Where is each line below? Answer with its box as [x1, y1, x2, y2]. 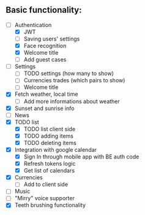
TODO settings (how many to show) [23, 70, 114, 77]
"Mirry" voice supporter [14, 195, 75, 202]
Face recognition [23, 42, 67, 49]
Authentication [14, 21, 52, 28]
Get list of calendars [23, 167, 75, 174]
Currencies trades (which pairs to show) [23, 77, 125, 84]
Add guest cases [23, 56, 67, 63]
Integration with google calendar [14, 146, 97, 153]
